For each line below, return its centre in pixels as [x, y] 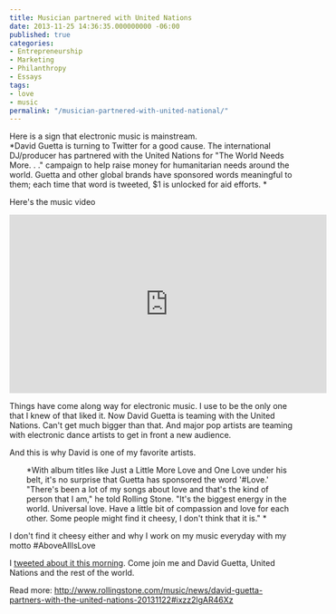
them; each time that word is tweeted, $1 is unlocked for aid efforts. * [138, 185]
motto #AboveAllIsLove [53, 546]
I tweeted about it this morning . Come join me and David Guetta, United [142, 563]
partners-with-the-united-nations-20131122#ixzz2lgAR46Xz [121, 600]
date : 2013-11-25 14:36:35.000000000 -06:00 [95, 26]
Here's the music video [53, 202]
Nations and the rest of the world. [72, 573]
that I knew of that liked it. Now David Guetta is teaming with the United [142, 416]
